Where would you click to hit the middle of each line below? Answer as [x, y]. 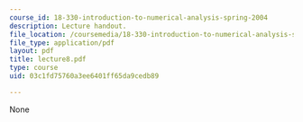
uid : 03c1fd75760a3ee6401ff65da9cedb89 [84, 76]
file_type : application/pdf [62, 43]
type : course [34, 68]
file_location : [38, 34]
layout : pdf [32, 51]
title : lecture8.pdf [48, 59]
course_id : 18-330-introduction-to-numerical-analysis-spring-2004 [139, 17]
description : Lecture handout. [68, 26]
